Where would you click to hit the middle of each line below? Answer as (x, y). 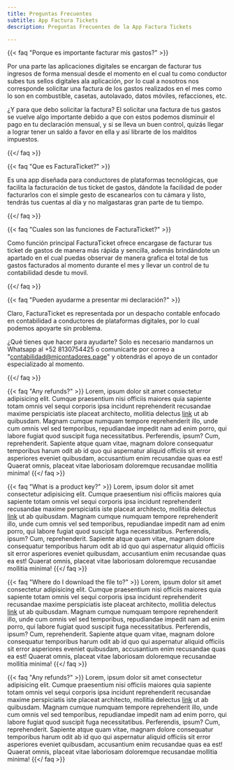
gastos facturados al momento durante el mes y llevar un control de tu (108, 265)
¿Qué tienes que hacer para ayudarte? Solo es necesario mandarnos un (111, 342)
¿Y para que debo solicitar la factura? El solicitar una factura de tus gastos (114, 110)
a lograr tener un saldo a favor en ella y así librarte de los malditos (102, 132)
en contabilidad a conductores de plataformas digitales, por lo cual (103, 321)
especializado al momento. (46, 364)
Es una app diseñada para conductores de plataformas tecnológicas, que (113, 180)
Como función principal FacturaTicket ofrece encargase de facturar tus (110, 243)
